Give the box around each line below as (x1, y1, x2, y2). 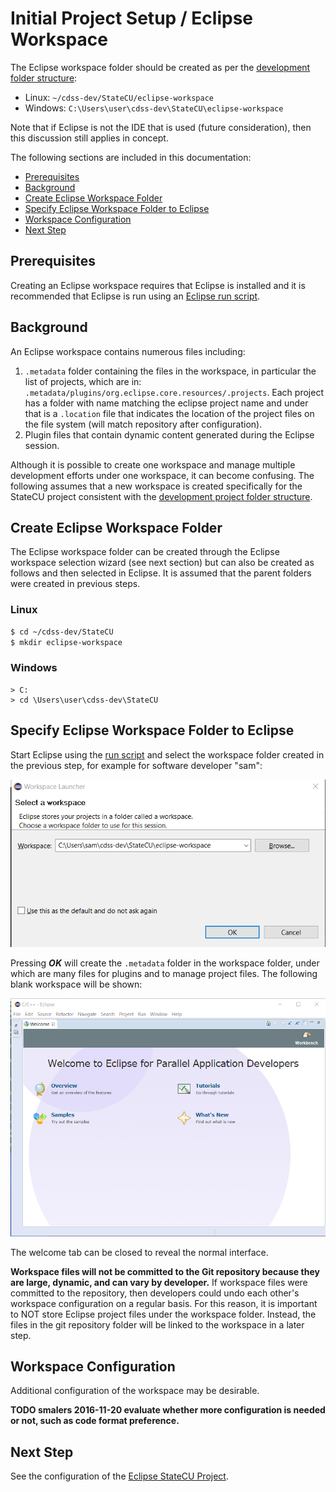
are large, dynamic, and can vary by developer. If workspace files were (10, 1276, 308, 1288)
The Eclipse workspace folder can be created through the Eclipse (10, 546, 280, 558)
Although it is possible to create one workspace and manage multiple (10, 458, 296, 471)
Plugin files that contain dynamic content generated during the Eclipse (24, 428, 315, 441)
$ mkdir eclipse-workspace (10, 637, 123, 647)
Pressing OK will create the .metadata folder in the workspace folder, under (10, 957, 320, 969)
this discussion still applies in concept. (10, 132, 169, 144)
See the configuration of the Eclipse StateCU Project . (10, 1470, 229, 1482)
